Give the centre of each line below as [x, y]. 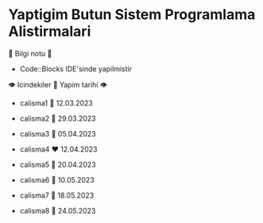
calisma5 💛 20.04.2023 [58, 164]
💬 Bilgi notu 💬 [30, 53]
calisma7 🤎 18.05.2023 [57, 195]
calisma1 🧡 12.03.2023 [56, 103]
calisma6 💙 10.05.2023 [57, 179]
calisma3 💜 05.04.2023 [58, 133]
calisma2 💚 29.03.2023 [58, 118]
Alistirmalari [50, 31]
